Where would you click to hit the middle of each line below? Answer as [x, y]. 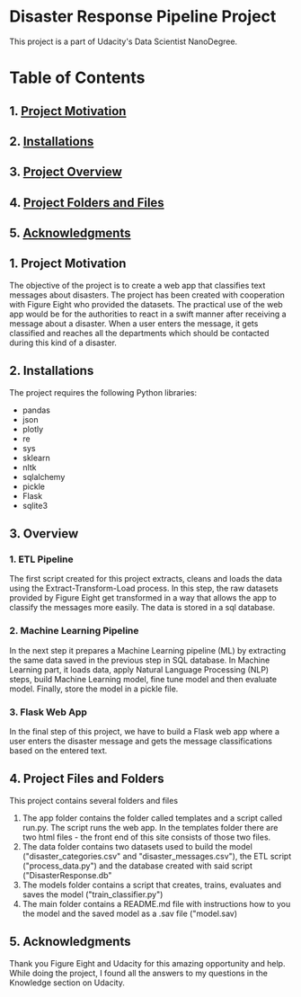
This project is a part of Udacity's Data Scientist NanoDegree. [124, 41]
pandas [36, 410]
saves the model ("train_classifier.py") [93, 894]
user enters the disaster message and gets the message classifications [141, 741]
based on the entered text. [58, 750]
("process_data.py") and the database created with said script [137, 866]
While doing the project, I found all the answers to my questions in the [138, 973]
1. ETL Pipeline [41, 559]
